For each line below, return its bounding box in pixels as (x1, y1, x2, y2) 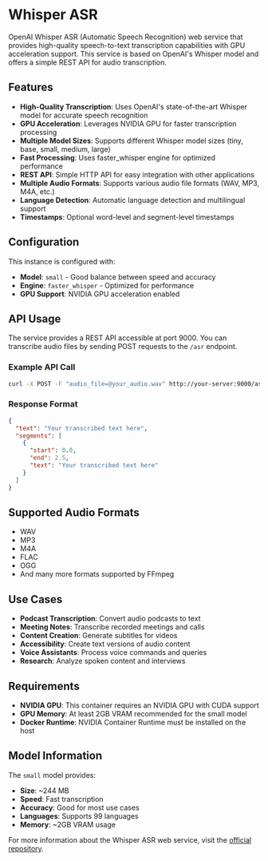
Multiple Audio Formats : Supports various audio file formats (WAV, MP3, (19, 178, 260, 188)
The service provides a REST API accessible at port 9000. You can (8, 333, 227, 343)
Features (8, 81, 53, 94)
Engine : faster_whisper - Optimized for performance (19, 280, 195, 290)
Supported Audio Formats (8, 506, 140, 519)
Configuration (8, 236, 80, 249)
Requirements (8, 679, 80, 692)
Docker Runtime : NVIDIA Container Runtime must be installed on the (19, 717, 246, 728)
